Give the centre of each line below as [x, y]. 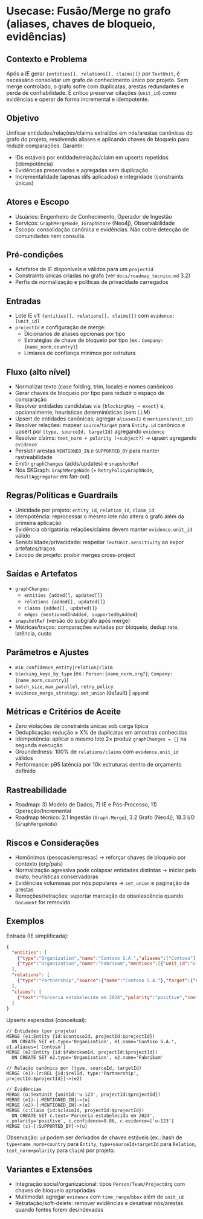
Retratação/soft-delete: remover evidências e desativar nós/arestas [99, 1203]
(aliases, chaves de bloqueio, [81, 24]
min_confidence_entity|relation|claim [64, 667]
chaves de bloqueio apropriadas [55, 1191]
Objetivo [23, 118]
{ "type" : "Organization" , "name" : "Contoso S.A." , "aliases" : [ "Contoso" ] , [108, 958]
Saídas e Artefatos [42, 574]
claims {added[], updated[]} [61, 608]
